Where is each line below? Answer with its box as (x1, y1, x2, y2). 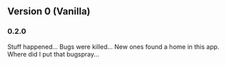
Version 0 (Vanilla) (7, 6, 90, 17)
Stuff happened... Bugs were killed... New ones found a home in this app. (7, 42, 220, 51)
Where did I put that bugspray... (7, 50, 100, 58)
